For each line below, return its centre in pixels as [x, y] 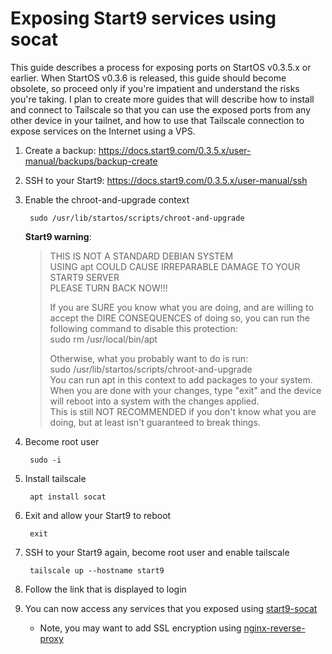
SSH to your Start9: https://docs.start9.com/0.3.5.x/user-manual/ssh [166, 180]
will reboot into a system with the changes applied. [154, 401]
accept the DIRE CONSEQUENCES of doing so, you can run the [180, 318]
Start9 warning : [58, 236]
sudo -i [45, 460]
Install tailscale [55, 478]
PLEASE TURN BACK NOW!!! [108, 288]
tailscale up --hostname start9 [97, 570]
